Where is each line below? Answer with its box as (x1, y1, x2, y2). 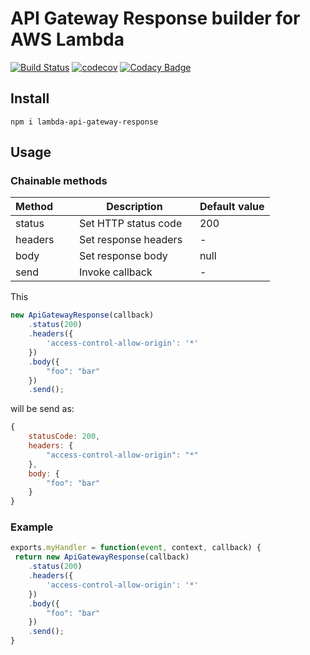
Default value (199, 200, 265, 214)
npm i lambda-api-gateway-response (10, 117, 159, 127)
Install (10, 90, 50, 107)
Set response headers (78, 233, 183, 247)
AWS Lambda (10, 28, 125, 51)
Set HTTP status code (78, 217, 183, 231)
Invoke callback (78, 265, 153, 279)
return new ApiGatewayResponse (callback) (14, 552, 190, 562)
